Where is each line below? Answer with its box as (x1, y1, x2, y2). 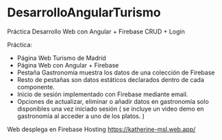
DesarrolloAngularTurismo (7, 5, 161, 20)
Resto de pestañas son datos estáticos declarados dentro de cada (16, 75, 204, 83)
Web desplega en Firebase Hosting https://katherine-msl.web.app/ (7, 125, 196, 133)
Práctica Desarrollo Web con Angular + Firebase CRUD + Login (7, 27, 185, 36)
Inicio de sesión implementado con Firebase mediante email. (16, 90, 188, 98)
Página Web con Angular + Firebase (16, 61, 119, 69)
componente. (16, 83, 55, 91)
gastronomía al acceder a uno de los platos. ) (16, 111, 145, 120)
